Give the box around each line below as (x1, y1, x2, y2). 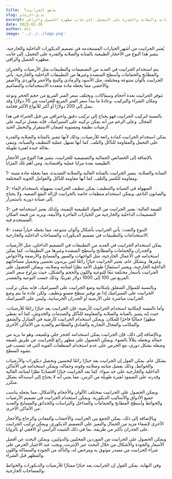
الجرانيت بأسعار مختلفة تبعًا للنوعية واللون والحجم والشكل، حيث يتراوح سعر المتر (6, 269, 159, 275)
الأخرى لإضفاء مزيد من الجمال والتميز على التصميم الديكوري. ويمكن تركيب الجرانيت (6, 421, 164, 426)
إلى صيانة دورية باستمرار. (6, 196, 54, 202)
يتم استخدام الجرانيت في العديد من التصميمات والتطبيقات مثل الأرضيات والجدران (6, 66, 159, 72)
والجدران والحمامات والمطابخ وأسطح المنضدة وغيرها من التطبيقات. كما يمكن (6, 247, 152, 253)
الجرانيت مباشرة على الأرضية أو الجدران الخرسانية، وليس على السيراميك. (6, 295, 145, 301)
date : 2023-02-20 (6, 21, 43, 27)
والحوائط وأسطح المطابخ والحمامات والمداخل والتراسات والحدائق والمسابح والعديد (6, 400, 163, 406)
